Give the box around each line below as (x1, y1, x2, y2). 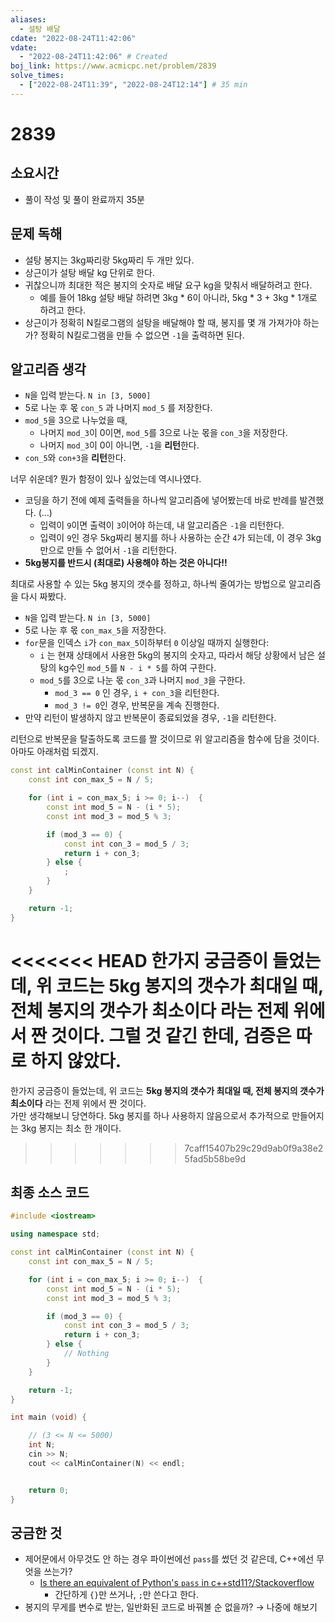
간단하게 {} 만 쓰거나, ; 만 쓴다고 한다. (54, 1589, 199, 1601)
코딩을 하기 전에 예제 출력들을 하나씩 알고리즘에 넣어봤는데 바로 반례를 (24, 494, 298, 506)
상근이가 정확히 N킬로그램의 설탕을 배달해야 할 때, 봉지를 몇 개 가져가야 (24, 316, 302, 328)
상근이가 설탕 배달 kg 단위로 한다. (24, 266, 155, 278)
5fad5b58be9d (184, 1152, 247, 1165)
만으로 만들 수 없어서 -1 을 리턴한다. (39, 544, 177, 556)
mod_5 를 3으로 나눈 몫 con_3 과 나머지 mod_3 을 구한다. (39, 674, 246, 686)
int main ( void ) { (10, 1412, 87, 1423)
